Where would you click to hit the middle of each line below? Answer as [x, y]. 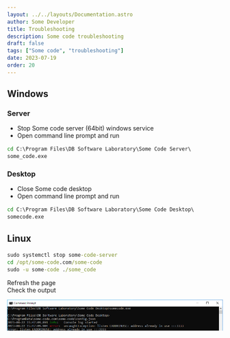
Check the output [31, 290]
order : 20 [21, 65]
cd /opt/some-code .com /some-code [55, 262]
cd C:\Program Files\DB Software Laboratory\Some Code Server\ [99, 149]
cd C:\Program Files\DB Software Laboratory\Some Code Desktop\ [101, 210]
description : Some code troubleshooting [66, 36]
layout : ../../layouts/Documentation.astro [70, 14]
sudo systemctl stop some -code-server [62, 255]
